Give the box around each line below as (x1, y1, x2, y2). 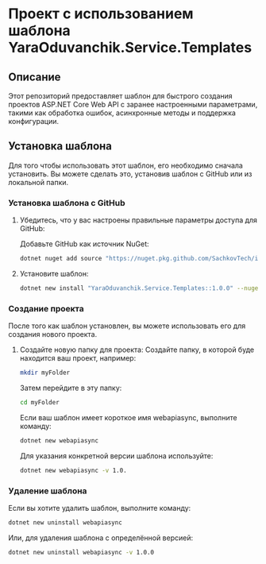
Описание (8, 70, 61, 83)
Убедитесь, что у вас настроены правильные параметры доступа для (19, 215, 258, 225)
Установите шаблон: (19, 268, 89, 278)
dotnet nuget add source (19, 255, 102, 263)
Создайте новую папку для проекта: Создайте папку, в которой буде (19, 345, 255, 354)
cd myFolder (19, 399, 60, 407)
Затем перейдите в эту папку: (19, 383, 122, 393)
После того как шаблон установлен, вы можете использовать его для (8, 321, 246, 330)
